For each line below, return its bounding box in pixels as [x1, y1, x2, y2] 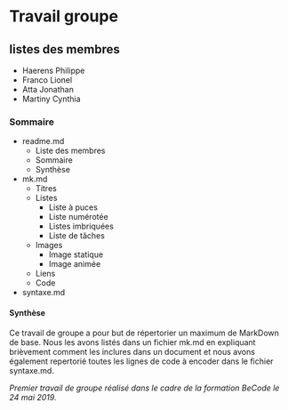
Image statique [48, 249, 104, 260]
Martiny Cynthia [21, 93, 82, 104]
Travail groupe [9, 6, 118, 27]
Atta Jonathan [21, 84, 74, 94]
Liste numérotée [48, 212, 108, 222]
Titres [35, 183, 58, 194]
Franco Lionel [21, 75, 73, 85]
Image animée [48, 259, 101, 269]
